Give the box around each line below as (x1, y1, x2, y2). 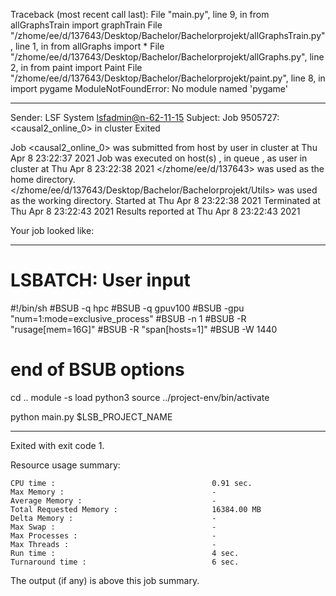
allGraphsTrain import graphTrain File (10, 19, 163, 31)
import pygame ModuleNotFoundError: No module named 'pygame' (10, 83, 289, 94)
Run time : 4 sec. (10, 548, 240, 558)
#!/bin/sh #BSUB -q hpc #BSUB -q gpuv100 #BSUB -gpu (10, 302, 245, 314)
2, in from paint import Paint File (10, 62, 143, 73)
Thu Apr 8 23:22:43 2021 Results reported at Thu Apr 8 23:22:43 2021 (10, 205, 301, 217)
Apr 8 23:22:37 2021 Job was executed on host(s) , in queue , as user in (10, 152, 308, 164)
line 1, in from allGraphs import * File (14, 40, 165, 52)
